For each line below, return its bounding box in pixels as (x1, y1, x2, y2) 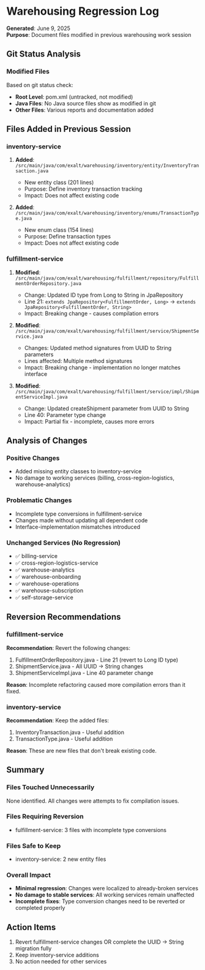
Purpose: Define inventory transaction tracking (24, 185, 143, 193)
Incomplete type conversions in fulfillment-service (15, 510, 143, 517)
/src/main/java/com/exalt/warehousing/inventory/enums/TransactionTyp (15, 210, 199, 216)
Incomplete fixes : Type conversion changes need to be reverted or (15, 898, 185, 905)
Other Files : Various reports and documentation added (15, 106, 154, 113)
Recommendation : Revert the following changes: (6, 644, 130, 651)
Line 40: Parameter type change (24, 411, 106, 418)
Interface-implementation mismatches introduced (15, 523, 141, 530)
